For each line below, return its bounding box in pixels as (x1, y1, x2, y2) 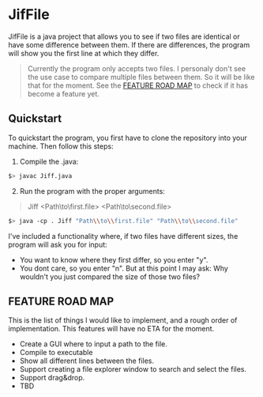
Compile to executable (19, 348, 93, 357)
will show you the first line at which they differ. (8, 48, 160, 58)
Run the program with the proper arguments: (19, 186, 166, 195)
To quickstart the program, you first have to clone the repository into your (8, 133, 247, 142)
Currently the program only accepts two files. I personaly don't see (27, 63, 246, 73)
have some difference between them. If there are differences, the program (8, 40, 250, 49)
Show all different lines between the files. (19, 356, 154, 365)
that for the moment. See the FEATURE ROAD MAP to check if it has (27, 81, 249, 90)
